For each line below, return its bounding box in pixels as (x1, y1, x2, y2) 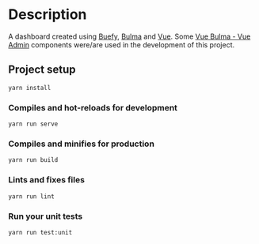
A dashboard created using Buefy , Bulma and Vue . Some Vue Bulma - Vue (8, 32, 251, 41)
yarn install (8, 84, 51, 92)
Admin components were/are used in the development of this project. (8, 39, 235, 49)
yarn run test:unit (8, 228, 73, 236)
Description (8, 6, 87, 24)
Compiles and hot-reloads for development (8, 102, 178, 113)
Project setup (8, 63, 77, 77)
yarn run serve (8, 120, 59, 128)
